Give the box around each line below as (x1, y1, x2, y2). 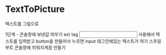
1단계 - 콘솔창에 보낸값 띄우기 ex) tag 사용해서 (5, 31, 155, 37)
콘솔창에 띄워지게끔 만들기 (14, 44, 66, 50)
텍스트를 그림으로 (5, 20, 39, 26)
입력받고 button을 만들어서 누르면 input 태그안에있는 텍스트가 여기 (18, 38, 148, 44)
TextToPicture (5, 3, 65, 15)
